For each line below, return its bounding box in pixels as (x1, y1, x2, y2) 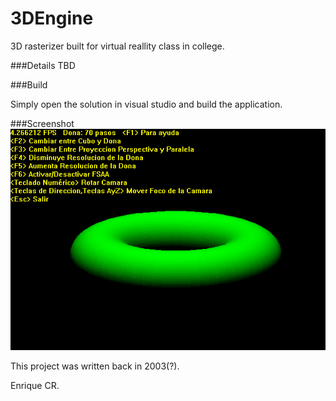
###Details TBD (10, 59, 76, 71)
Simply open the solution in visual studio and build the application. (10, 98, 283, 110)
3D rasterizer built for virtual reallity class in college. (10, 40, 225, 52)
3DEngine (10, 7, 94, 30)
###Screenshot (10, 117, 75, 129)
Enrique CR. (10, 379, 60, 391)
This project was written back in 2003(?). (10, 360, 180, 372)
